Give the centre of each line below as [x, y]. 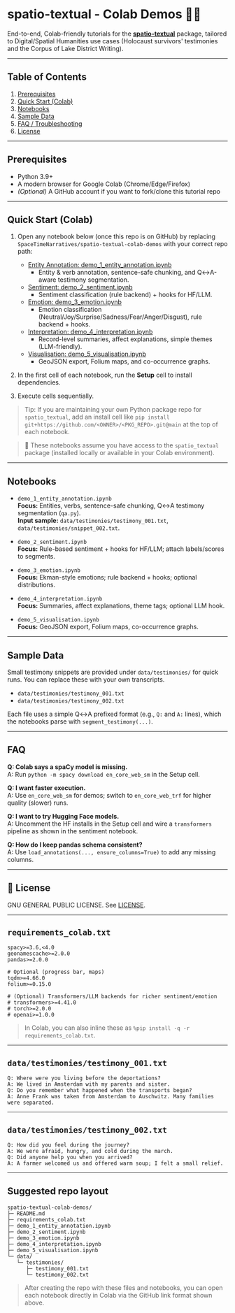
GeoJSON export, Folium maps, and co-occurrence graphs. [124, 361]
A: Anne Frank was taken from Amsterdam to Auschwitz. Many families [111, 1097]
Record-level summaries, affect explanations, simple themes [125, 339]
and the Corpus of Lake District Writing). [65, 48]
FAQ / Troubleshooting [50, 123]
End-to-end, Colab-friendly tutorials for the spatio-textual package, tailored [117, 34]
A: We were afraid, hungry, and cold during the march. [90, 1151]
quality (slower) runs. [38, 803]
